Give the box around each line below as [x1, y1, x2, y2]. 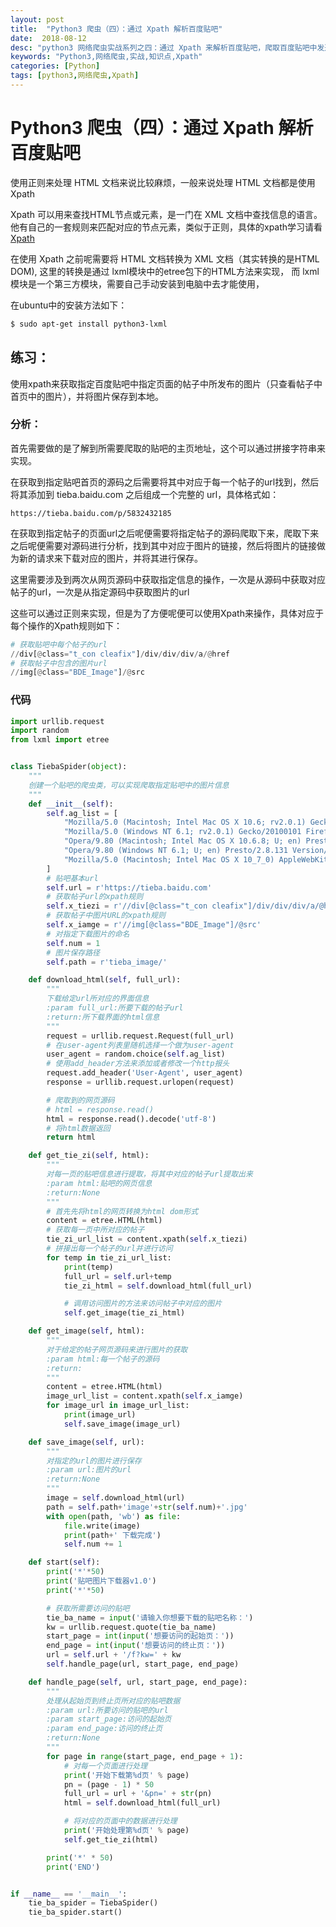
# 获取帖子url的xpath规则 [46, 892, 144, 902]
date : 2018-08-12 [10, 33, 87, 43]
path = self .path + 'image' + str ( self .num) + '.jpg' [46, 1502, 248, 1512]
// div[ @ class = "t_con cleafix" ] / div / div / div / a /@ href [10, 649, 230, 659]
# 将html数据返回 [46, 1123, 111, 1133]
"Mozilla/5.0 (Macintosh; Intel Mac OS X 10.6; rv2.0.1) [63, 817, 307, 828]
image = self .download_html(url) [46, 1493, 186, 1503]
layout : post [10, 14, 65, 25]
